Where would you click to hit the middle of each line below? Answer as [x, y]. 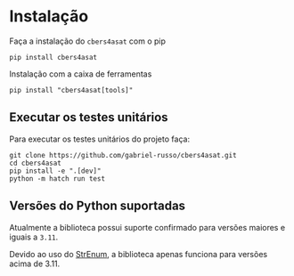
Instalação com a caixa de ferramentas [81, 74]
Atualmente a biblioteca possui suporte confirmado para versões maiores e [147, 227]
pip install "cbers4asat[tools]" [71, 90]
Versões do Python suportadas [97, 206]
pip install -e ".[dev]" [55, 171]
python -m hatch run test [57, 179]
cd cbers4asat [36, 163]
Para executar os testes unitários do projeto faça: [99, 139]
